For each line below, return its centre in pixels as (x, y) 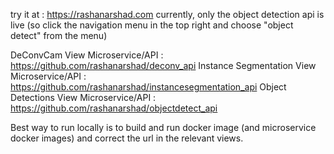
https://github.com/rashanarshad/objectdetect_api (114, 108)
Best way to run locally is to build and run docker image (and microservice (163, 127)
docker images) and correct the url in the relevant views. (127, 138)
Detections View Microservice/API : (83, 97)
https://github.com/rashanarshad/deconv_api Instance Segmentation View (163, 65)
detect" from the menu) (59, 35)
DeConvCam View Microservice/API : (87, 55)
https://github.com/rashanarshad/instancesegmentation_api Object (148, 87)
